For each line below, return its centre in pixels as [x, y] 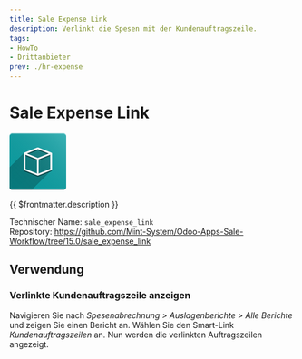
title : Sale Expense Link [58, 19]
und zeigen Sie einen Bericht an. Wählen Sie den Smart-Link [122, 325]
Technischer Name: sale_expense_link [82, 221]
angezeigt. [29, 344]
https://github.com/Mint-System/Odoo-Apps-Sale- [149, 231]
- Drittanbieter [40, 58]
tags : [19, 38]
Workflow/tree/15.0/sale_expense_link [80, 241]
